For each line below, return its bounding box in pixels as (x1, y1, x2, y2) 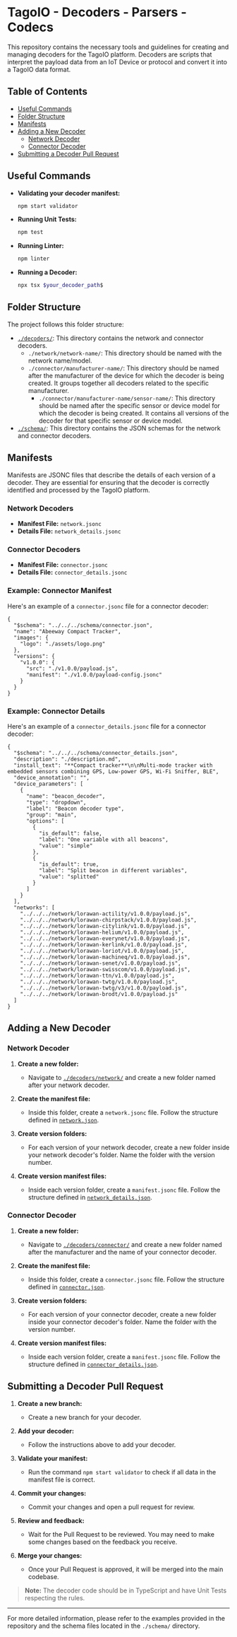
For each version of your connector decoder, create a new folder (28, 1310, 217, 1318)
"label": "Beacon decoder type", (25, 805, 125, 812)
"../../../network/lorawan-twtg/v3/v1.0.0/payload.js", (20, 984, 188, 992)
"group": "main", (25, 811, 78, 818)
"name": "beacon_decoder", (25, 792, 106, 799)
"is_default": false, (38, 830, 102, 837)
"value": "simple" (38, 842, 93, 849)
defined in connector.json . (28, 1282, 106, 1291)
